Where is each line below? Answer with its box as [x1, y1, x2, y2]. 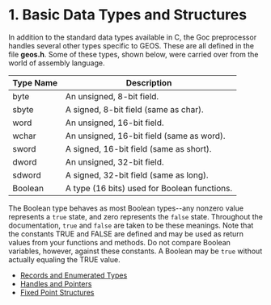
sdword [12, 169, 42, 181]
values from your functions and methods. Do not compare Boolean [8, 237, 231, 247]
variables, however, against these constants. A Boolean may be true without [8, 246, 263, 256]
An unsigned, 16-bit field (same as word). [65, 130, 226, 141]
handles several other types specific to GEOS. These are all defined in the [8, 40, 255, 50]
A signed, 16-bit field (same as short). [65, 143, 212, 154]
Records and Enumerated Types [19, 270, 128, 280]
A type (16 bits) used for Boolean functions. [65, 182, 233, 194]
